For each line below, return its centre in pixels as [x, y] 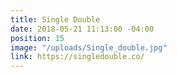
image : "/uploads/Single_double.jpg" [89, 47]
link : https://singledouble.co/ [77, 57]
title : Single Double [55, 19]
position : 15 [37, 38]
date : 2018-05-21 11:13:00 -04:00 [82, 29]
